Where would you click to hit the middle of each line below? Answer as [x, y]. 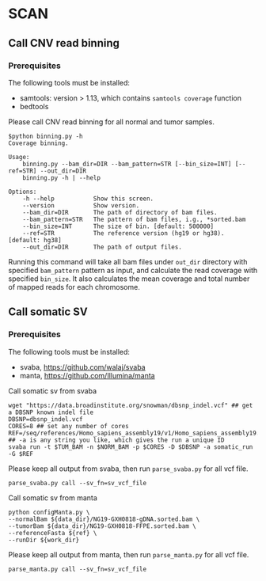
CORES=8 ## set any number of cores [68, 426]
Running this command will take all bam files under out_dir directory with [128, 261]
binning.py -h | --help [62, 178]
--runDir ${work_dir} [44, 540]
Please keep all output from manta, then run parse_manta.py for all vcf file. [129, 554]
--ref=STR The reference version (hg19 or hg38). [123, 233]
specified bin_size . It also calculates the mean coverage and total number [129, 279]
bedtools [34, 106]
